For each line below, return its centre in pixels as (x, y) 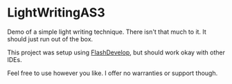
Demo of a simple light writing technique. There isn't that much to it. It (107, 32)
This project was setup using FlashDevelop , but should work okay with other (116, 52)
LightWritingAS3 (56, 13)
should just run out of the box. (50, 39)
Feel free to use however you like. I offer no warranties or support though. (113, 73)
